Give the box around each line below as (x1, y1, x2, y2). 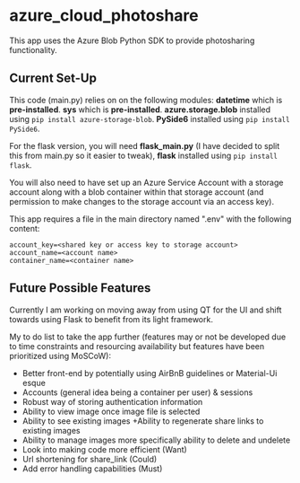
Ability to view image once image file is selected (21, 406, 201, 417)
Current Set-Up (9, 71, 97, 86)
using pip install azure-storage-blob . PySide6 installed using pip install (9, 113, 290, 124)
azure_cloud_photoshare (9, 5, 199, 26)
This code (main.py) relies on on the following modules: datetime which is (9, 94, 283, 105)
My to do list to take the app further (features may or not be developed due (9, 331, 287, 342)
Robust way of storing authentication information (21, 396, 203, 407)
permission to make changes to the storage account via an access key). (9, 196, 275, 206)
